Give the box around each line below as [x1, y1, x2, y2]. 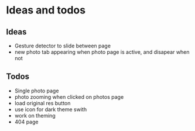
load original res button [14, 99, 71, 106]
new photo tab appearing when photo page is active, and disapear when [14, 49, 190, 56]
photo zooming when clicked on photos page [14, 93, 124, 100]
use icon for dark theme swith [14, 106, 87, 113]
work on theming [14, 112, 56, 119]
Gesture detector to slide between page [14, 42, 111, 49]
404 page [14, 118, 39, 125]
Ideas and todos [6, 4, 86, 17]
